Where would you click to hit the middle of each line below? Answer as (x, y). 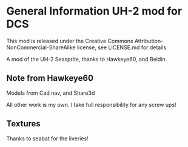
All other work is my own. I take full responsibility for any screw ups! (92, 104)
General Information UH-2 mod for (94, 11)
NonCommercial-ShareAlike (41, 47)
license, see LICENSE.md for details (122, 47)
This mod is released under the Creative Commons (70, 41)
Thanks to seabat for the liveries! (48, 138)
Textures (24, 124)
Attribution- (149, 41)
